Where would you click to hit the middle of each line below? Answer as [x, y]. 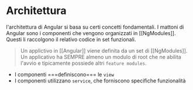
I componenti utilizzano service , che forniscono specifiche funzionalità [100, 81]
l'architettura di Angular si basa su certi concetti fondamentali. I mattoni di [95, 27]
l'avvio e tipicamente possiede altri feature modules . [83, 63]
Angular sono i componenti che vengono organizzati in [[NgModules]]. [91, 33]
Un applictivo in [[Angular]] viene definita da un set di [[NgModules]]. [104, 50]
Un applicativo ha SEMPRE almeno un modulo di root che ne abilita [101, 57]
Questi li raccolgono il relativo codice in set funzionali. [71, 39]
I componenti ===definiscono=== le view [64, 74]
